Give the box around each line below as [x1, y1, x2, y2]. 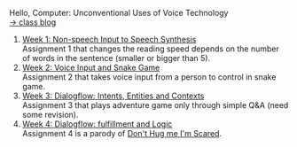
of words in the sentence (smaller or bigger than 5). [21, 53, 211, 63]
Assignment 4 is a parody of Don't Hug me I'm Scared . [21, 128, 223, 138]
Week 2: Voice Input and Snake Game [21, 62, 160, 73]
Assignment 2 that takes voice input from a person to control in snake [21, 72, 277, 82]
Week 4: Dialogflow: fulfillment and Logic [21, 119, 173, 129]
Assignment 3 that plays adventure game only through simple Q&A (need [21, 100, 289, 110]
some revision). [21, 110, 79, 120]
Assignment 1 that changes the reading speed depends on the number [21, 43, 279, 54]
